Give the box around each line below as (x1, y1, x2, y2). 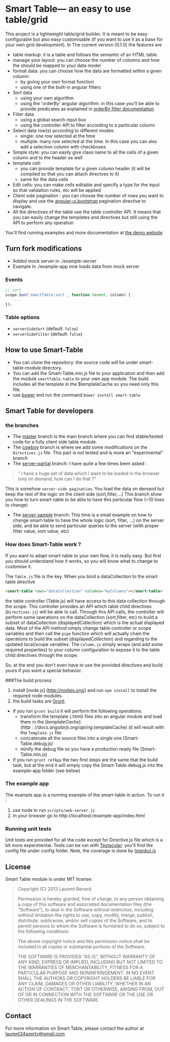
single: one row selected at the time (20, 133, 96, 139)
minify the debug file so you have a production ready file (20, 746, 139, 752)
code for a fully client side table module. (12, 439, 97, 445)
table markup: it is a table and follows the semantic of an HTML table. (12, 52, 159, 58)
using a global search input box (20, 116, 87, 122)
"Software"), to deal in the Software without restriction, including (17, 906, 154, 912)
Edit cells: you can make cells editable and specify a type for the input (12, 182, 160, 188)
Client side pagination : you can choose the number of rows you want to (12, 192, 164, 199)
